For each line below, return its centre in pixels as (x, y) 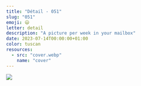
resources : (19, 50)
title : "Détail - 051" (34, 11)
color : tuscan (24, 44)
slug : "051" (21, 17)
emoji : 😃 (18, 22)
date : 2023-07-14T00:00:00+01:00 (47, 39)
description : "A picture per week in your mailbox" (71, 33)
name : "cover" (34, 60)
